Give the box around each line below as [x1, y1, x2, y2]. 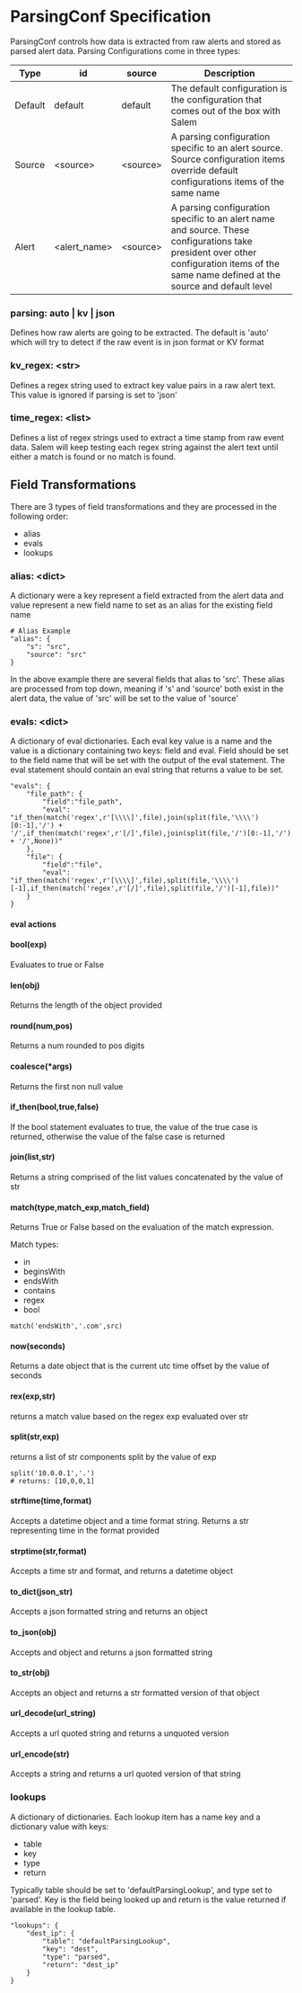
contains [22, 1286, 56, 1296]
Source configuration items [170, 153, 286, 165]
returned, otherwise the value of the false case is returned [10, 1131, 225, 1142]
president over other [170, 245, 257, 258]
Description [203, 67, 255, 79]
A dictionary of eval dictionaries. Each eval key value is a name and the [10, 735, 272, 747]
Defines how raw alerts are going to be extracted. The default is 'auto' [10, 327, 270, 338]
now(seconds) [10, 1340, 65, 1351]
